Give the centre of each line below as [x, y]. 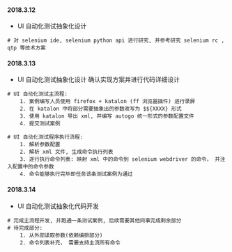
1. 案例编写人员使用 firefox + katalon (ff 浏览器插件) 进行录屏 [108, 102]
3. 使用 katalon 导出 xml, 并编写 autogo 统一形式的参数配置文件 [107, 116]
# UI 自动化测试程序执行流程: [45, 137]
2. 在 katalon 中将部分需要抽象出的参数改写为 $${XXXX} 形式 [101, 109]
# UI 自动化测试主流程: [38, 94]
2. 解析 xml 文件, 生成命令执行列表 [67, 152]
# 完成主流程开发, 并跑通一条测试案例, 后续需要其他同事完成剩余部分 [94, 220]
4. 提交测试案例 [40, 124]
